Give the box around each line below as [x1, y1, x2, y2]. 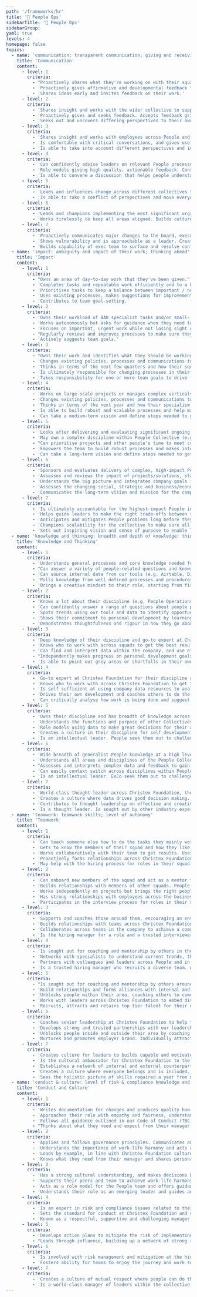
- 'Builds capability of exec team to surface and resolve [32, 243, 180, 250]
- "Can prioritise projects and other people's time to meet [32, 440, 185, 446]
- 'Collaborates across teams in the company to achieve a [32, 926, 180, 932]
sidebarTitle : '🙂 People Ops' [6, 19, 80, 25]
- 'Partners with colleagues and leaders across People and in [32, 959, 191, 966]
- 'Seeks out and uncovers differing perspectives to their [32, 118, 182, 124]
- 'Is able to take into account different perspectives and [32, 145, 185, 151]
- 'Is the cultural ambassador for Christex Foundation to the [32, 1057, 191, 1064]
